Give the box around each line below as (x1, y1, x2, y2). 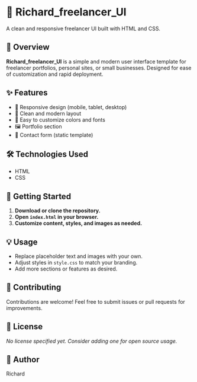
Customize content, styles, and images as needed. (14, 219, 143, 227)
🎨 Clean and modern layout (14, 110, 82, 117)
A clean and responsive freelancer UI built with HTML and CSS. (6, 25, 161, 32)
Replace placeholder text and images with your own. (14, 253, 143, 260)
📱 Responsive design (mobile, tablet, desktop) (14, 103, 127, 110)
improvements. (6, 304, 43, 311)
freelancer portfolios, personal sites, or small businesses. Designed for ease (6, 64, 192, 71)
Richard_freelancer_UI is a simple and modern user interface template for (6, 58, 186, 65)
